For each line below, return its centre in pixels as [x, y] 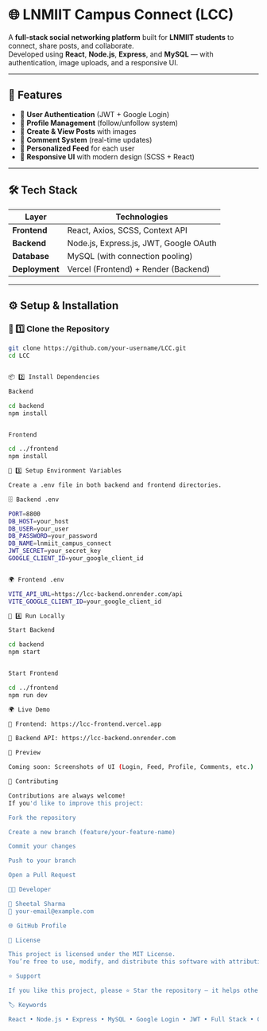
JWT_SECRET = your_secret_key [55, 551]
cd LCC [19, 356]
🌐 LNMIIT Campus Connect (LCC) [121, 15]
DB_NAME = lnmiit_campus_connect [60, 543]
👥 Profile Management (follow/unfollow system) [99, 123]
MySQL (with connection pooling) [130, 256]
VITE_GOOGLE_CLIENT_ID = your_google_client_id [85, 602]
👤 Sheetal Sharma [37, 904]
